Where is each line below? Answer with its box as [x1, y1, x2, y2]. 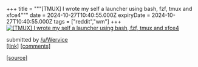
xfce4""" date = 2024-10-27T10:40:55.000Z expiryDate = [6, 11, 151, 19]
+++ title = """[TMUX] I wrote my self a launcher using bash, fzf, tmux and [6, 5, 193, 12]
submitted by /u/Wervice [6, 36, 68, 43]
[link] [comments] [6, 42, 51, 49]
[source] [6, 54, 28, 61]
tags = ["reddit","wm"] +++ [53, 18, 121, 25]
